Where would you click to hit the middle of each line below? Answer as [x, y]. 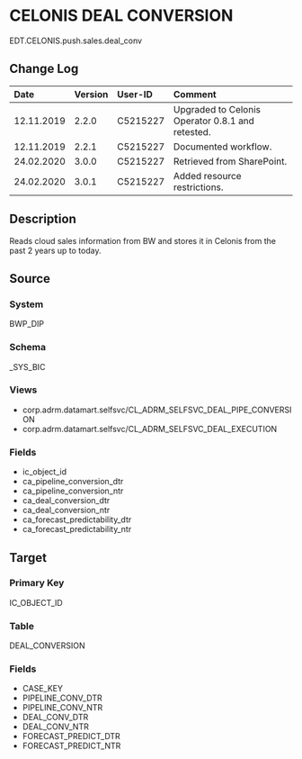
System [27, 304]
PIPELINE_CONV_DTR [62, 698]
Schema [28, 348]
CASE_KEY [42, 689]
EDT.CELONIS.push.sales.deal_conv [75, 41]
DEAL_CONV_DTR [55, 718]
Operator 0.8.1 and [214, 121]
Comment [195, 94]
